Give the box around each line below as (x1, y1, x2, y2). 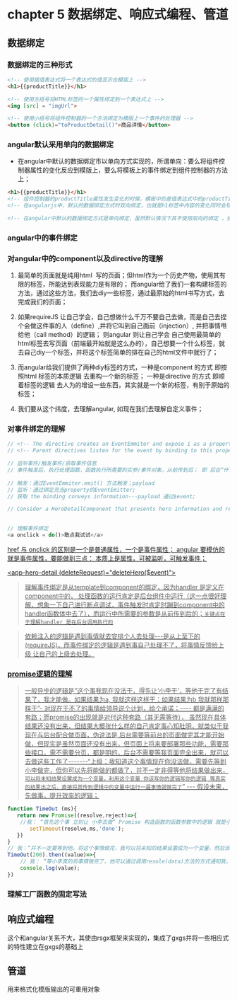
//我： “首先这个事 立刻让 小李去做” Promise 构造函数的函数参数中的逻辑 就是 (20, 818, 226, 825)
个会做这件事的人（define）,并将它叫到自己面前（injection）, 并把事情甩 (17, 321, 227, 330)
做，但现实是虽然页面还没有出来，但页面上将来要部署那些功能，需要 (24, 740, 223, 748)
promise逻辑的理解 (7, 669, 73, 679)
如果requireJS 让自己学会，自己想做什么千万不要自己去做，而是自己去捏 (17, 313, 227, 321)
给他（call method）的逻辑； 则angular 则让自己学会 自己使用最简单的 (17, 331, 221, 339)
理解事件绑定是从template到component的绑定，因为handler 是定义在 (24, 582, 224, 591)
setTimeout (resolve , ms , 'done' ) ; (29, 825, 125, 832)
